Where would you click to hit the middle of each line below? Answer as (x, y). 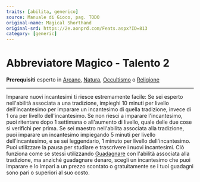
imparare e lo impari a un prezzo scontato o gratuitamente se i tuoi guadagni (100, 167)
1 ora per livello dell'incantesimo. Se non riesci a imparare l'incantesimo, (94, 116)
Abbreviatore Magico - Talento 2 (88, 63)
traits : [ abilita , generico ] (42, 12)
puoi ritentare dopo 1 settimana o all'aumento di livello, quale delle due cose (99, 122)
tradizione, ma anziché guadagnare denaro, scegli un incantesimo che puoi (98, 160)
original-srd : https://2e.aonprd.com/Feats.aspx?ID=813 (77, 28)
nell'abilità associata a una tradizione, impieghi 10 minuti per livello (88, 103)
